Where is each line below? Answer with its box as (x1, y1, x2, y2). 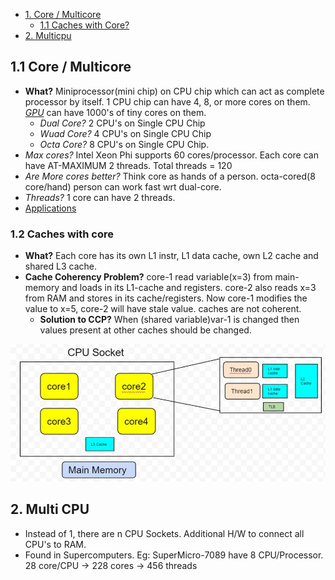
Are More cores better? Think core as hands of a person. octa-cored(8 (24, 170, 316, 182)
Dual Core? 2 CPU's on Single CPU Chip (39, 117, 206, 129)
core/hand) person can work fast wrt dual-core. (24, 180, 222, 193)
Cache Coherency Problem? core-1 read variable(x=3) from (24, 271, 273, 283)
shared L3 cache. (24, 260, 98, 273)
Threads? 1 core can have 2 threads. (24, 191, 176, 203)
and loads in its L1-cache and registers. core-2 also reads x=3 (61, 282, 317, 294)
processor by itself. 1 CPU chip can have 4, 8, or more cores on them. (24, 95, 311, 108)
